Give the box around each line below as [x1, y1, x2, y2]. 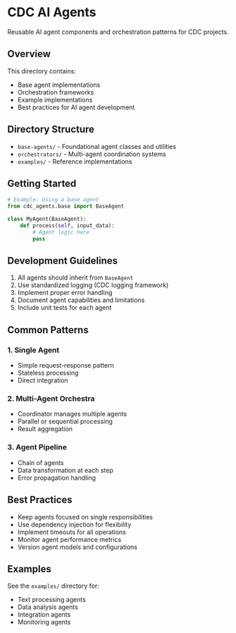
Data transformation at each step [17, 466, 114, 474]
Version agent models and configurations [17, 543, 137, 551]
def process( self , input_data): [20, 222, 115, 229]
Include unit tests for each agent [17, 303, 112, 312]
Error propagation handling [17, 474, 97, 482]
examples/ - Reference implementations [17, 157, 132, 166]
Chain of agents [17, 458, 64, 466]
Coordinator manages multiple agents [17, 410, 128, 418]
